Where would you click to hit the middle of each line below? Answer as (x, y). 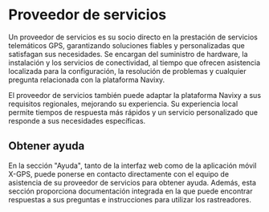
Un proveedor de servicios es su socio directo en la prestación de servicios (133, 37)
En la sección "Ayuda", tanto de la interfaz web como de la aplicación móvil (132, 165)
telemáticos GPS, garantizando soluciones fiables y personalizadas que (126, 45)
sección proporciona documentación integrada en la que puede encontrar (130, 191)
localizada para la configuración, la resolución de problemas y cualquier (127, 71)
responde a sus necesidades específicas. (77, 120)
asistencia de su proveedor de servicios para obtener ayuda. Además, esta (132, 182)
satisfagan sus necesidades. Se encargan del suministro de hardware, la (128, 54)
